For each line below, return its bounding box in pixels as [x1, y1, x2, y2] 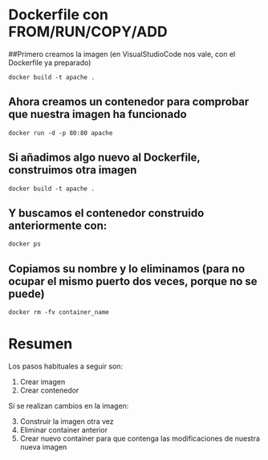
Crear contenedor [19, 385, 79, 395]
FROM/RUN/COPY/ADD [8, 22, 168, 41]
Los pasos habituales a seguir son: [8, 361, 123, 371]
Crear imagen [19, 377, 66, 387]
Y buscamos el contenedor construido [8, 206, 205, 220]
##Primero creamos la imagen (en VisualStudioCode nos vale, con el [8, 49, 236, 59]
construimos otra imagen [8, 163, 137, 177]
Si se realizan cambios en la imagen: [8, 401, 129, 411]
